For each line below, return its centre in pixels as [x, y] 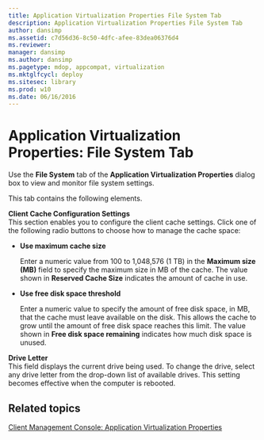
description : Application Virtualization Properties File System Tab [126, 23]
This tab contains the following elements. [75, 198]
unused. [33, 342]
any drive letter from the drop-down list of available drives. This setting [124, 375]
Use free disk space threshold [70, 293]
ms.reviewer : [30, 45]
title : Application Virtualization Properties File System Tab [115, 15]
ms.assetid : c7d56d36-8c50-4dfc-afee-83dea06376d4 [94, 38]
